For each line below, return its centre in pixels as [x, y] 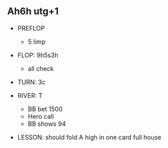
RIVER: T [30, 95]
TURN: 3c [31, 82]
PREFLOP [31, 28]
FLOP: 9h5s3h [38, 55]
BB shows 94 [47, 124]
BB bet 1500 [45, 109]
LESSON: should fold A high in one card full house [89, 137]
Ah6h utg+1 [33, 11]
